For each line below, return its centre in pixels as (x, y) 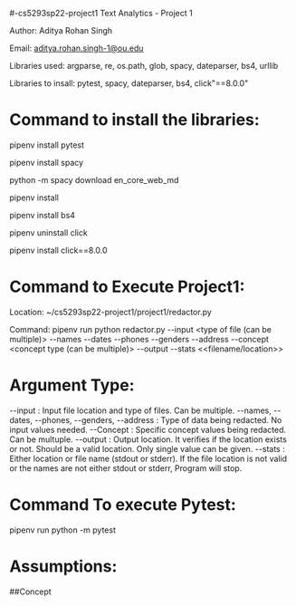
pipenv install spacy (47, 162)
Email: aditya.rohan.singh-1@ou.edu (76, 48)
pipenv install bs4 (42, 215)
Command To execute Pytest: (123, 505)
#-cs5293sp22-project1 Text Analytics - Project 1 (101, 13)
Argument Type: (72, 385)
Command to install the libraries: (134, 120)
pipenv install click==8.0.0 (58, 250)
